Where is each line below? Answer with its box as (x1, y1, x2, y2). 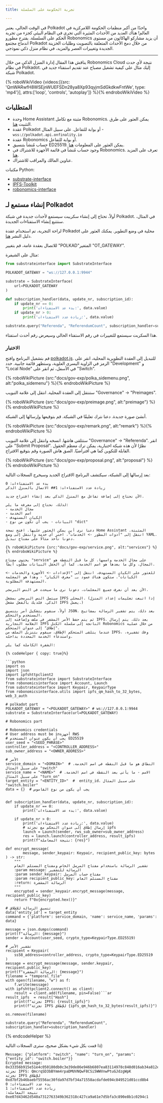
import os (5, 664, 26, 669)
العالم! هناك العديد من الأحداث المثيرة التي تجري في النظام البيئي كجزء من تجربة (5, 30, 149, 35)
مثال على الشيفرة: (5, 252, 39, 258)
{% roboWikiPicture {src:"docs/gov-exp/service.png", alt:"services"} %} (5, 545, 158, 550)
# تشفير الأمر (5, 944, 32, 949)
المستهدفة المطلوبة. (5, 579, 47, 584)
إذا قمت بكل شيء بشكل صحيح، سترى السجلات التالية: (5, 1043, 104, 1049)
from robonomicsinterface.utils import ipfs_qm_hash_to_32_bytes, (5, 690, 142, 694)
